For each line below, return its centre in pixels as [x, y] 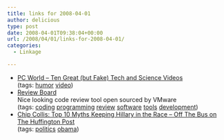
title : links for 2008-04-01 [49, 13]
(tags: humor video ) [45, 85]
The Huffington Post [46, 121]
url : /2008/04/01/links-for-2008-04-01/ [66, 39]
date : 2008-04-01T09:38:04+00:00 [55, 33]
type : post [23, 26]
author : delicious [33, 20]
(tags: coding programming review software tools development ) [108, 107]
